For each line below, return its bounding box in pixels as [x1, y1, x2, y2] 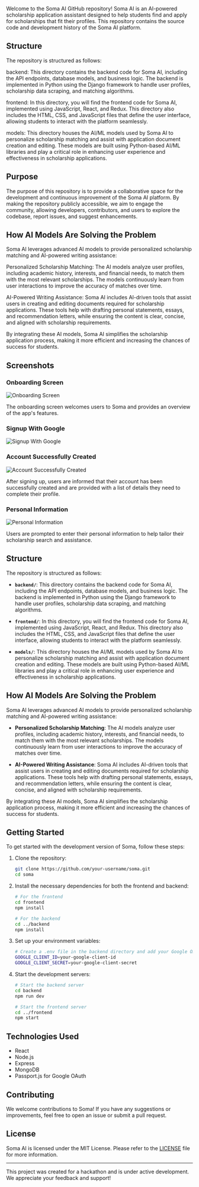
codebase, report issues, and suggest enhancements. [6, 213, 138, 220]
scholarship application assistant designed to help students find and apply [6, 11, 188, 18]
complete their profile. [6, 490, 60, 498]
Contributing [6, 1090, 54, 1100]
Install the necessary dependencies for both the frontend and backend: [14, 882, 189, 890]
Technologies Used [6, 1031, 79, 1042]
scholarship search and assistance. [6, 537, 92, 544]
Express [14, 1060, 35, 1067]
